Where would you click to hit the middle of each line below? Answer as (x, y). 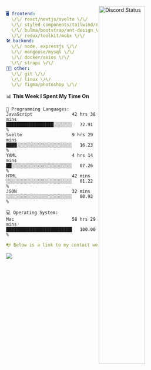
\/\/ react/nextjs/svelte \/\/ (50, 19)
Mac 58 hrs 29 (51, 220)
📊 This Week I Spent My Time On (48, 96)
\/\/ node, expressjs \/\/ (44, 46)
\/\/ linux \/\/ (31, 79)
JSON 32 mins (48, 191)
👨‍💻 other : (18, 68)
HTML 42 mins (48, 176)
